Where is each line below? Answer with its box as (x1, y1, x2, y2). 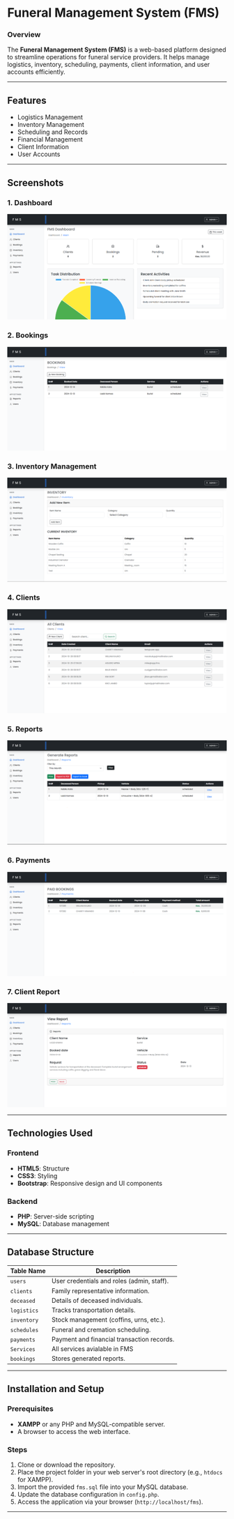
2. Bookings (7, 330, 49, 340)
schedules (10, 1327, 39, 1334)
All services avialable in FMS (52, 1345, 134, 1353)
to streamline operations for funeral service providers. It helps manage (7, 53, 210, 61)
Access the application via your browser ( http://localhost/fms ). (17, 1497, 203, 1506)
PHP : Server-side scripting (17, 1212, 94, 1221)
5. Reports (7, 724, 43, 733)
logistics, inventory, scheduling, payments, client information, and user (7, 61, 210, 69)
